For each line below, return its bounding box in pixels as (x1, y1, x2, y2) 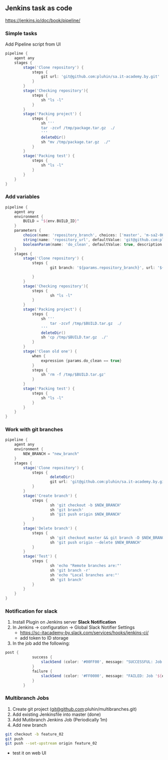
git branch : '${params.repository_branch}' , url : (49, 265, 155, 270)
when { (31, 353, 46, 358)
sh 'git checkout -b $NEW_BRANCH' (49, 502, 122, 508)
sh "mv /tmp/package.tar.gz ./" (40, 139, 111, 144)
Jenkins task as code (5, 4, 72, 13)
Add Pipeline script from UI (5, 41, 61, 47)
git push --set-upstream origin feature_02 (5, 741, 97, 746)
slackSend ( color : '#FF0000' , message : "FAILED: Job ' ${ (40, 673, 162, 678)
